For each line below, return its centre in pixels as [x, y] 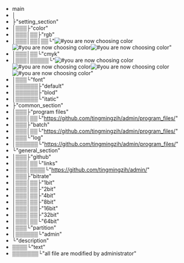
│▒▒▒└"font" [29, 79]
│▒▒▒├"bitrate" [32, 176]
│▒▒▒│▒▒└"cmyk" [36, 54]
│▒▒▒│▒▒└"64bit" [36, 221]
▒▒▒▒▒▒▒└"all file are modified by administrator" [74, 253]
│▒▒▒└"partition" [34, 228]
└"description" [30, 241]
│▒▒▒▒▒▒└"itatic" [35, 99]
